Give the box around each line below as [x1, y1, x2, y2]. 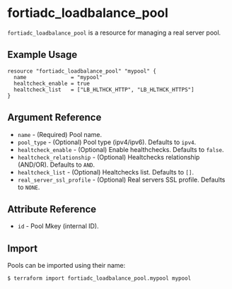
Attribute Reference [7, 203, 97, 215]
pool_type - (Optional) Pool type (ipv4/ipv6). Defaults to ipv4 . [17, 138, 197, 146]
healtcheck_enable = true [13, 80, 91, 87]
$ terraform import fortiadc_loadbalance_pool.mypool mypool [7, 275, 192, 282]
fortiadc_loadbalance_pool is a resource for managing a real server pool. [7, 28, 221, 37]
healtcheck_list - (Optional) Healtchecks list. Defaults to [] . [17, 167, 195, 176]
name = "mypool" [13, 73, 103, 81]
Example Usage [7, 49, 78, 61]
